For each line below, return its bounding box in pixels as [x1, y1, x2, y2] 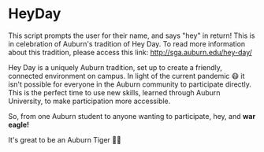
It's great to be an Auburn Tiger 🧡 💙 [8, 135, 122, 144]
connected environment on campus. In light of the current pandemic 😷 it [8, 71, 245, 80]
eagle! [8, 120, 30, 129]
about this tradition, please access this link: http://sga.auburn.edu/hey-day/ [8, 47, 252, 57]
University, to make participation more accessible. [8, 96, 171, 106]
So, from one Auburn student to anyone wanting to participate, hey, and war [8, 111, 256, 120]
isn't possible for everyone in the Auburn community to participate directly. [8, 80, 252, 89]
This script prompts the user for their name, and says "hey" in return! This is [8, 31, 255, 40]
